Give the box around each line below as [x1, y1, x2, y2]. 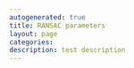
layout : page [9, 29, 58, 38]
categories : [9, 37, 54, 47]
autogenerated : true [9, 12, 87, 22]
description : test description [9, 46, 126, 55]
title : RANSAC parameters [9, 21, 105, 30]
